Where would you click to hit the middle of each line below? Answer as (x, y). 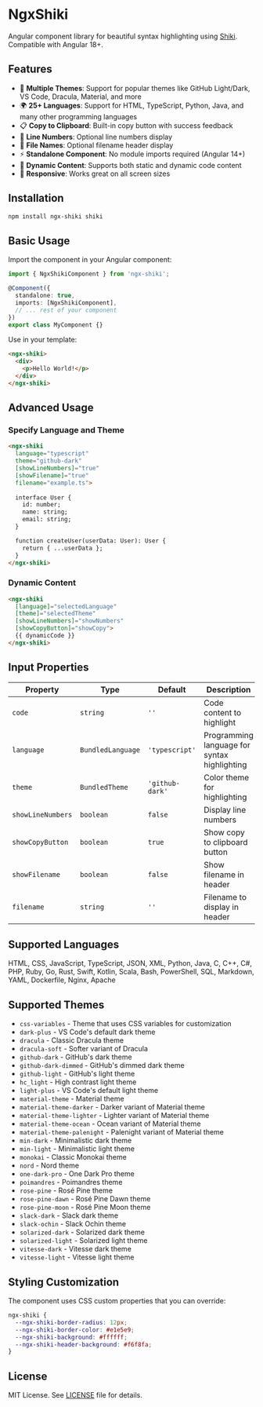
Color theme (226, 777)
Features (30, 69)
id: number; (41, 505)
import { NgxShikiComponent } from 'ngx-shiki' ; (89, 274)
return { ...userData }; (63, 548)
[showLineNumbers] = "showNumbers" (70, 621)
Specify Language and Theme (67, 430)
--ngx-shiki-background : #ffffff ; (71, 1337)
